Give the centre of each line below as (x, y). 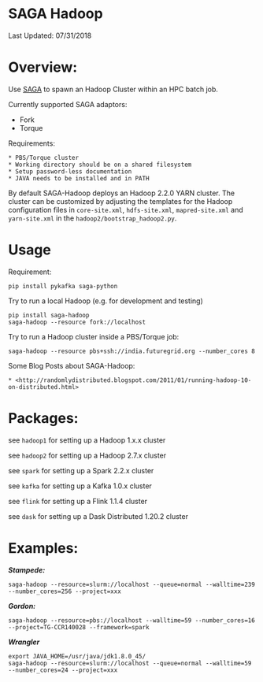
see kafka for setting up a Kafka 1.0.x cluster (80, 486)
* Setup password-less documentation (70, 171)
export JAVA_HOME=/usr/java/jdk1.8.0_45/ (77, 656)
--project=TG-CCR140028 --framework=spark (79, 627)
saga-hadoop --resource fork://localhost (77, 322)
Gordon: (22, 606)
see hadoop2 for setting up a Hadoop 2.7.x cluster (87, 455)
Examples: (43, 548)
